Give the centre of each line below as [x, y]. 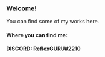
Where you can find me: [37, 35]
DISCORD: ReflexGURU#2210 [43, 49]
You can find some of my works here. [53, 22]
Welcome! [22, 8]
